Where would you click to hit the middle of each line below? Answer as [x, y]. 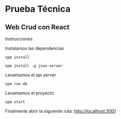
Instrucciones [19, 39]
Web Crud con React [37, 27]
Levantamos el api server [31, 75]
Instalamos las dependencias [35, 48]
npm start [15, 102]
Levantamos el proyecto [30, 93]
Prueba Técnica [38, 9]
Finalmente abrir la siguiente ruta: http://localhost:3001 [61, 111]
